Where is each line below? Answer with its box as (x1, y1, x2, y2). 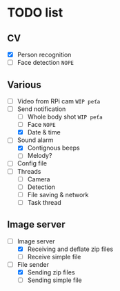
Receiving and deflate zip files (27, 245, 114, 253)
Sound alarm (17, 136, 54, 144)
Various (7, 79, 41, 90)
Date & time (27, 128, 61, 137)
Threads (17, 167, 41, 175)
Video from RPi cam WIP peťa (17, 97, 101, 105)
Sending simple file (27, 276, 82, 284)
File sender (17, 260, 50, 268)
